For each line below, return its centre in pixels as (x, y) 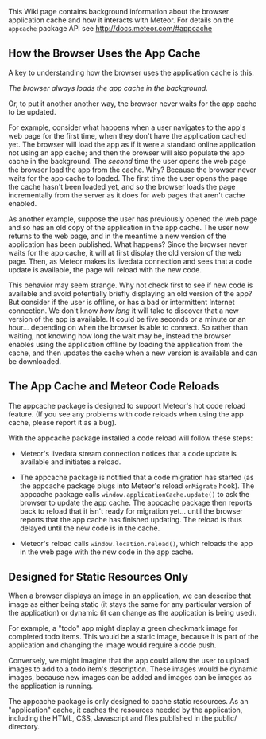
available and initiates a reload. (70, 462)
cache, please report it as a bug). (62, 422)
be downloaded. (35, 361)
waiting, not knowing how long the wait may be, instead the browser (120, 336)
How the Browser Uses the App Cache (104, 54)
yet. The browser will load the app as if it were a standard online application (132, 144)
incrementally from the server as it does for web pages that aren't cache (127, 195)
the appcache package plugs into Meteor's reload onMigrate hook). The (137, 486)
